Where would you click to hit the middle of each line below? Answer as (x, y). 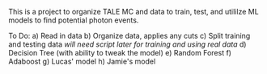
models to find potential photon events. (74, 20)
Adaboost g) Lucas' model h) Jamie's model (82, 61)
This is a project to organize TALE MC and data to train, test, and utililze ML (133, 12)
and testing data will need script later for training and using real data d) (127, 44)
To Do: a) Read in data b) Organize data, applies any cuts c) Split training (129, 36)
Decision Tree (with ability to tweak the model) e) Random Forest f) (120, 53)
